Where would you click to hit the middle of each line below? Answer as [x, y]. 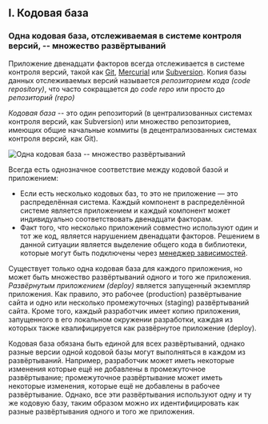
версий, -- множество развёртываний [87, 46]
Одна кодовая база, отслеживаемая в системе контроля [125, 36]
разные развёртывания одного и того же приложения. [101, 411]
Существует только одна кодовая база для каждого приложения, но [125, 268]
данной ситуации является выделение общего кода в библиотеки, [133, 244]
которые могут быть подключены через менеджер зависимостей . [134, 253]
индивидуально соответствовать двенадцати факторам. [116, 218]
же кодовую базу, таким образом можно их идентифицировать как [124, 402]
